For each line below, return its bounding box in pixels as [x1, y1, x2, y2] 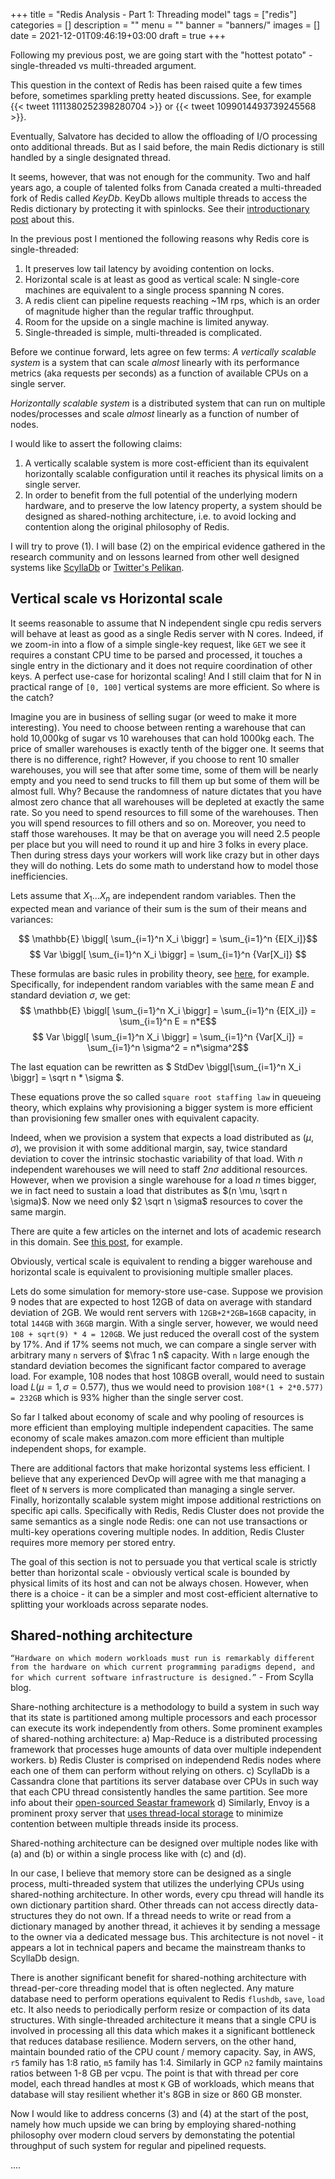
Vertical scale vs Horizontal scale [10, 590, 223, 608]
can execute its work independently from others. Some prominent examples [10, 1722, 323, 1734]
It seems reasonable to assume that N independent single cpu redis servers [10, 617, 322, 629]
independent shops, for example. [10, 1442, 147, 1454]
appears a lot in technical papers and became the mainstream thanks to [10, 1942, 306, 1954]
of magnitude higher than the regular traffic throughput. [24, 305, 255, 317]
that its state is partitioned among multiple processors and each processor [10, 1712, 317, 1724]
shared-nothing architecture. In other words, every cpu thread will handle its [10, 1889, 325, 1901]
